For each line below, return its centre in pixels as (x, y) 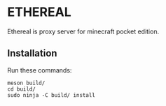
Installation (32, 53)
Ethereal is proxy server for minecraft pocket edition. (83, 31)
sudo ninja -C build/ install (51, 95)
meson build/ (26, 83)
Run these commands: (40, 70)
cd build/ (22, 89)
